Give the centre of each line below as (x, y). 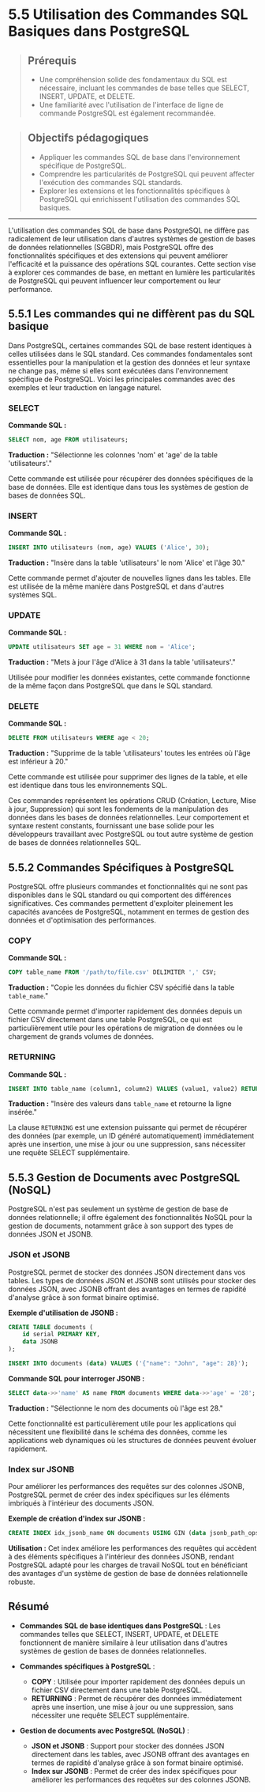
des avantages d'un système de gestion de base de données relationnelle (128, 1573)
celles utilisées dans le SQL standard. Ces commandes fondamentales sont (131, 354)
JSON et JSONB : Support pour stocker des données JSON (128, 1745)
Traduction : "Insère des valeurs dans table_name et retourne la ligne (120, 1104)
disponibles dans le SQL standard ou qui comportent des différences (120, 895)
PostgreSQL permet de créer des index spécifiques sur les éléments (119, 1495)
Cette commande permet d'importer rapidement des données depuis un (125, 1011)
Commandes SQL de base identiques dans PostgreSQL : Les (120, 1625)
